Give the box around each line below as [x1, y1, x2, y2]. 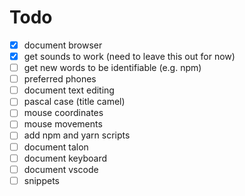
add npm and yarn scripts [23, 129, 131, 141]
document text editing [23, 84, 115, 96]
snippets [23, 174, 60, 186]
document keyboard [23, 152, 108, 164]
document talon [23, 141, 89, 153]
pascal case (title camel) [23, 96, 126, 108]
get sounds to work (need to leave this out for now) [23, 51, 236, 62]
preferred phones [23, 73, 97, 85]
